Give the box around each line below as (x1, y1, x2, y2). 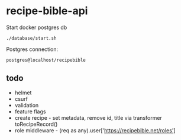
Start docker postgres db (6, 24, 67, 31)
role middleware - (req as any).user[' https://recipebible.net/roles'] (14, 126, 176, 134)
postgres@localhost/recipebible (6, 57, 86, 63)
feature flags (14, 108, 46, 115)
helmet (14, 89, 32, 96)
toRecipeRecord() (14, 120, 58, 128)
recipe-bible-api (6, 4, 88, 18)
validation (14, 101, 39, 109)
